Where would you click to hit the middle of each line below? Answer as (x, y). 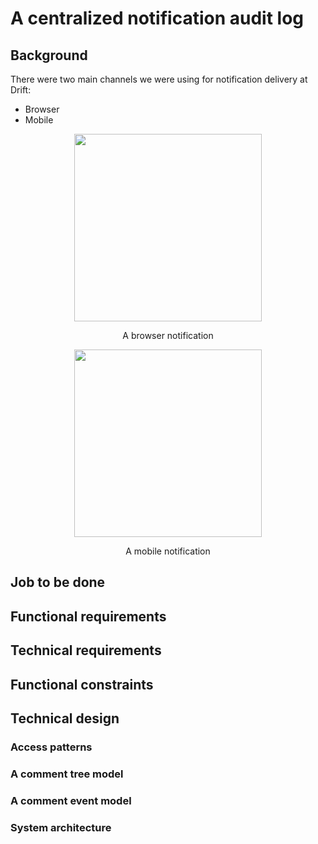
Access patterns (51, 747)
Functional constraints (82, 684)
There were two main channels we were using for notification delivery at (159, 79)
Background (49, 55)
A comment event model (71, 800)
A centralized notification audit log (157, 18)
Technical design (65, 718)
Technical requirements (86, 650)
